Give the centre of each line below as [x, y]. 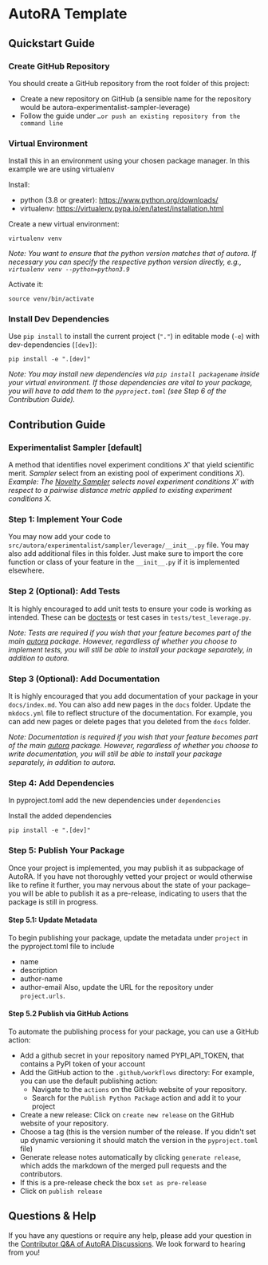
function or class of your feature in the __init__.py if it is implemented [124, 562]
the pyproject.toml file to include [61, 946]
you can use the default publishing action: [89, 1081]
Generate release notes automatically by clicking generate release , [130, 1157]
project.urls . [42, 995]
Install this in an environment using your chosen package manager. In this [129, 161]
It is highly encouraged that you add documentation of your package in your [133, 696]
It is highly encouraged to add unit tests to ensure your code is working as [130, 609]
